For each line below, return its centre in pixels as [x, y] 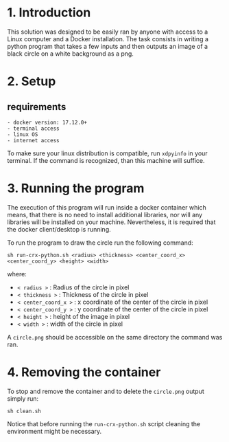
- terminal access [33, 129]
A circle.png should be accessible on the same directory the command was [115, 337]
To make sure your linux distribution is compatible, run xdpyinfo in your [107, 153]
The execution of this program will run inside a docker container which [107, 207]
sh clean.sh [24, 411]
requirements [37, 107]
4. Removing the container [84, 372]
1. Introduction [49, 13]
